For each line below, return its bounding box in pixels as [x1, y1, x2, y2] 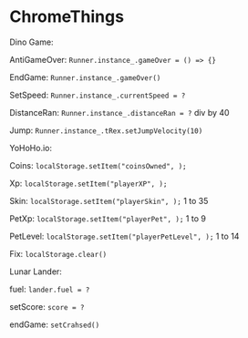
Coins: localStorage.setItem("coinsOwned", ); [9, 159, 187, 170]
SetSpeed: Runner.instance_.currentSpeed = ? [9, 89, 186, 100]
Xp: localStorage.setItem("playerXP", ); [9, 178, 168, 189]
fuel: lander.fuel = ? [9, 283, 90, 294]
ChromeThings [9, 6, 125, 27]
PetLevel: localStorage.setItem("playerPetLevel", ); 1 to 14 [9, 230, 240, 241]
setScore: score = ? [9, 301, 85, 312]
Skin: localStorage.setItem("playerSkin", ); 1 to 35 [9, 195, 209, 206]
